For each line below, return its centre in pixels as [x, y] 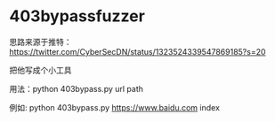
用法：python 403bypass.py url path [77, 88]
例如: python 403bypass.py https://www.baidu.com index [115, 107]
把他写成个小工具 [40, 70]
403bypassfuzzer [77, 16]
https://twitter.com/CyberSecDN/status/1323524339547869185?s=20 [137, 51]
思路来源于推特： [40, 42]
